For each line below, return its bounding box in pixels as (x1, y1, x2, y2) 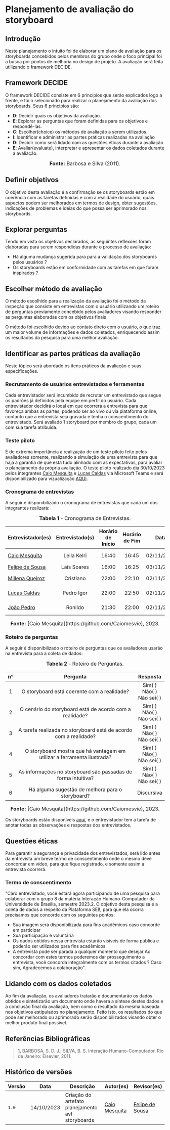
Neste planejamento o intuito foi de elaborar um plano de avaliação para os (5, 48, 162, 54)
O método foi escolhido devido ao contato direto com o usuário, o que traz (5, 324, 161, 330)
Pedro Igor (62, 589, 88, 596)
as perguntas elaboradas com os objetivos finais (5, 314, 106, 320)
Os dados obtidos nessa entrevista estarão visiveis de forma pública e (12, 938, 159, 944)
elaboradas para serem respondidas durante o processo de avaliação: (5, 244, 151, 250)
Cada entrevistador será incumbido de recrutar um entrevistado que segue (5, 392, 161, 398)
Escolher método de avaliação (5, 284, 103, 293)
